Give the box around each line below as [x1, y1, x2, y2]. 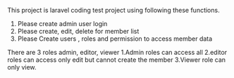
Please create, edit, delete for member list [17, 27, 140, 35]
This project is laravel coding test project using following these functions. [7, 6, 220, 14]
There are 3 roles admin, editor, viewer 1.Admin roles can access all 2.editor [7, 48, 228, 56]
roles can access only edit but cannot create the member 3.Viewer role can [7, 56, 226, 64]
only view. [7, 63, 37, 71]
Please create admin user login [17, 20, 108, 27]
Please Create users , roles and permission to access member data [17, 34, 213, 43]
